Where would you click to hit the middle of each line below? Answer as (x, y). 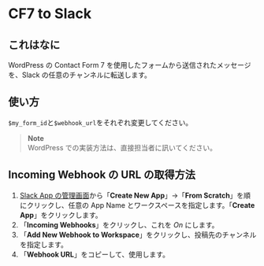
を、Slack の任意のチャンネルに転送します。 (80, 75)
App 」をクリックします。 (61, 215)
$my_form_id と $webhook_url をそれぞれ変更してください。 (100, 122)
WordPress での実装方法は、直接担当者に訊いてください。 (122, 147)
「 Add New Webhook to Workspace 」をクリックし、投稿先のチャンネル (138, 235)
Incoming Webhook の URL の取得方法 (102, 175)
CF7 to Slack (50, 14)
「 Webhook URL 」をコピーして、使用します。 (94, 254)
